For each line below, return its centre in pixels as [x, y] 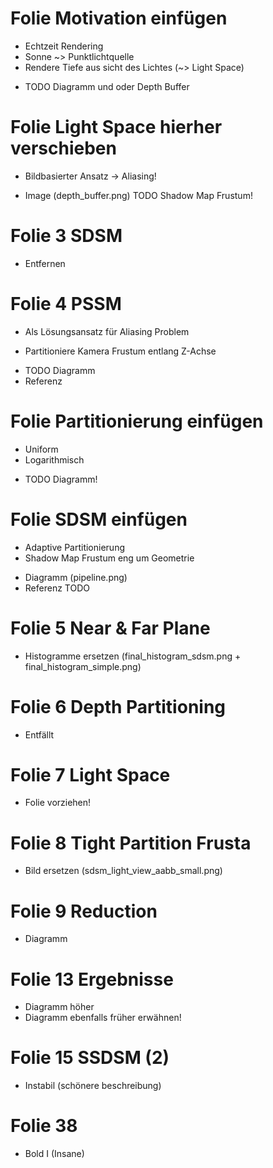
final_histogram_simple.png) [83, 666]
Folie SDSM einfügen [99, 519]
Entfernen [45, 263]
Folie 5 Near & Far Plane [110, 628]
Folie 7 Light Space [90, 774]
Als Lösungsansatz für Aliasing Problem [107, 331]
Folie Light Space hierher [116, 127]
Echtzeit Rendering [64, 46]
